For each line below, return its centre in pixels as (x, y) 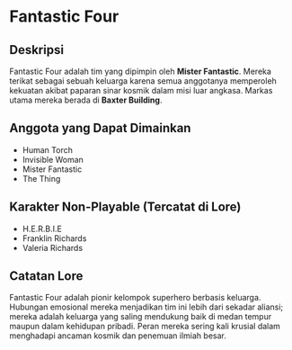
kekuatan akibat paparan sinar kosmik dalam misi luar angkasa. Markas (141, 90)
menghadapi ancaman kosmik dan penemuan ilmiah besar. (118, 336)
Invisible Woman (53, 159)
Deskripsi (37, 50)
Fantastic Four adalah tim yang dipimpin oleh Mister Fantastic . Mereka (141, 71)
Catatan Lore (46, 276)
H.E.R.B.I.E (42, 229)
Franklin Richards (54, 238)
